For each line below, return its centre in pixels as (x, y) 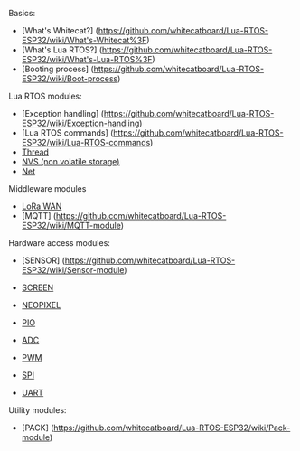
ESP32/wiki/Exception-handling (80, 123)
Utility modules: (37, 410)
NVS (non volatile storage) (70, 161)
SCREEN (37, 287)
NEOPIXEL (41, 305)
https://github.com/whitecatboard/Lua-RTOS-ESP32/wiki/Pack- (172, 428)
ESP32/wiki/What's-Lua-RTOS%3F (87, 59)
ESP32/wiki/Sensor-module (73, 270)
